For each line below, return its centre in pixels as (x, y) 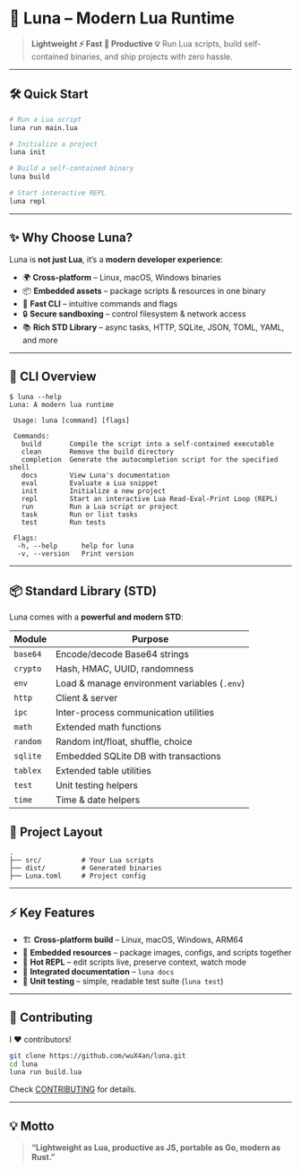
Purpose (150, 639)
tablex (28, 771)
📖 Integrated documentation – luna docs (98, 971)
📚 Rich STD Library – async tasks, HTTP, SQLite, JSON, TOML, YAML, (153, 327)
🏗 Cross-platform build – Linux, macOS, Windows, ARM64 (133, 940)
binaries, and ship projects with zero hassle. (151, 56)
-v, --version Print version (76, 554)
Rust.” (43, 1157)
